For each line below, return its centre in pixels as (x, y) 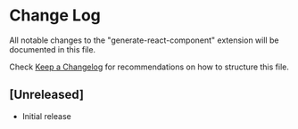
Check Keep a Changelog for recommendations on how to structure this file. (149, 67)
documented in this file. (53, 49)
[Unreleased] (47, 95)
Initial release (46, 116)
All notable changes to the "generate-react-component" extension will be (144, 40)
